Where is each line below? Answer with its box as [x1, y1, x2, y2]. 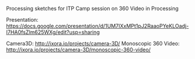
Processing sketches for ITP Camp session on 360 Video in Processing [6, 5, 179, 12]
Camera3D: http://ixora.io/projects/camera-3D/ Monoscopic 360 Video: [6, 40, 180, 47]
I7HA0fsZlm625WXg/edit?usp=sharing [6, 29, 100, 36]
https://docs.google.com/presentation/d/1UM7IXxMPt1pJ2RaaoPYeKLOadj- [6, 23, 189, 29]
